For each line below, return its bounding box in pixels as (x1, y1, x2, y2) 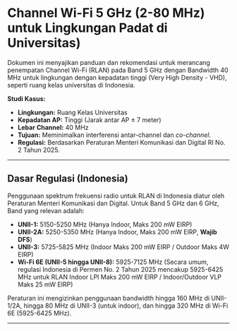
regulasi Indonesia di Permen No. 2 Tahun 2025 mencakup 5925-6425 (17, 265, 224, 273)
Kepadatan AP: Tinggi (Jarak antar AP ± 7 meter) (17, 115, 162, 124)
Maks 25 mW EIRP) (17, 280, 73, 289)
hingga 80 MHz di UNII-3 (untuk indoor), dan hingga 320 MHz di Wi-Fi (23, 301, 229, 310)
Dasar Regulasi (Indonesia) (7, 173, 128, 185)
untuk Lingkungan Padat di (7, 20, 168, 36)
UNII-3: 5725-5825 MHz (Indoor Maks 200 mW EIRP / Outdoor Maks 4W (17, 242, 229, 251)
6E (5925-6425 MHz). (7, 308, 72, 317)
